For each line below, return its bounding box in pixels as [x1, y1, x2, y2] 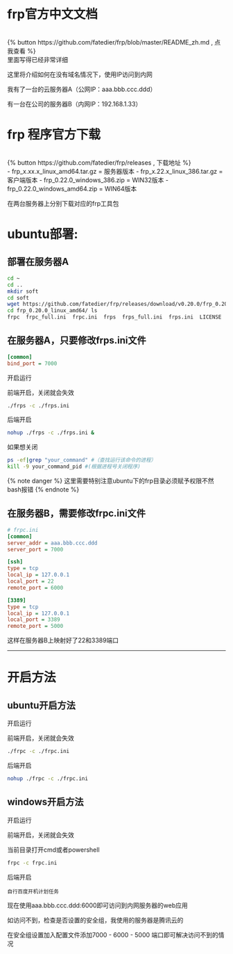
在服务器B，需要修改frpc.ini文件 [7, 508, 146, 519]
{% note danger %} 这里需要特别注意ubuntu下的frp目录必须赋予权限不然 [7, 477, 214, 485]
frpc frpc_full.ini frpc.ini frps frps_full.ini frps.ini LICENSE [7, 314, 222, 321]
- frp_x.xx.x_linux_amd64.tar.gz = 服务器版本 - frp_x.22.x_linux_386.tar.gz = [7, 167, 223, 175]
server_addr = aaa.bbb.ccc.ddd [7, 540, 98, 547]
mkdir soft [7, 288, 39, 295]
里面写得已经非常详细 [7, 55, 68, 63]
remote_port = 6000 [7, 584, 64, 591]
